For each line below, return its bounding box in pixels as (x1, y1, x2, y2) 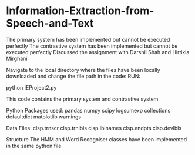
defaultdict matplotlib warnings (6, 113, 82, 120)
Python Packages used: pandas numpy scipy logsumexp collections (6, 107, 171, 114)
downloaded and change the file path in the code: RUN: (6, 72, 141, 80)
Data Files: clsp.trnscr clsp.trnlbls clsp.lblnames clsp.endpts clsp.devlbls (6, 124, 182, 131)
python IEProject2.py (6, 84, 57, 91)
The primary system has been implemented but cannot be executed (6, 36, 170, 43)
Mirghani (6, 55, 28, 62)
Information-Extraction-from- (6, 4, 154, 18)
